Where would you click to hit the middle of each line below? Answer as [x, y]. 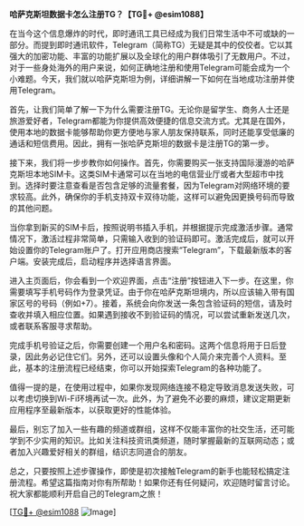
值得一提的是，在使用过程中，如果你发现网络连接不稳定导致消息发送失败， [148, 387]
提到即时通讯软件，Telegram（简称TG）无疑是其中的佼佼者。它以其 [166, 45]
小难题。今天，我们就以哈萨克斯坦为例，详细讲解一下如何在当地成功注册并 [148, 79]
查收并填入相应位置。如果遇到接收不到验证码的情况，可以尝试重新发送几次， [152, 315]
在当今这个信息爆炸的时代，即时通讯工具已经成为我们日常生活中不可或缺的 [148, 34]
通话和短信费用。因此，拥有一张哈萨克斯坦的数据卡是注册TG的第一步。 [142, 143]
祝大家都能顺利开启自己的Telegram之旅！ [86, 494]
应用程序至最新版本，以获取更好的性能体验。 [93, 410]
